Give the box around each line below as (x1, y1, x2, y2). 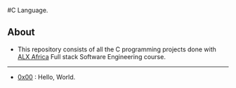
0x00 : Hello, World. (17, 73, 76, 81)
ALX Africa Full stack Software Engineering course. (17, 52, 166, 61)
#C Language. (7, 6, 48, 14)
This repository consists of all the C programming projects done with (17, 45, 216, 54)
